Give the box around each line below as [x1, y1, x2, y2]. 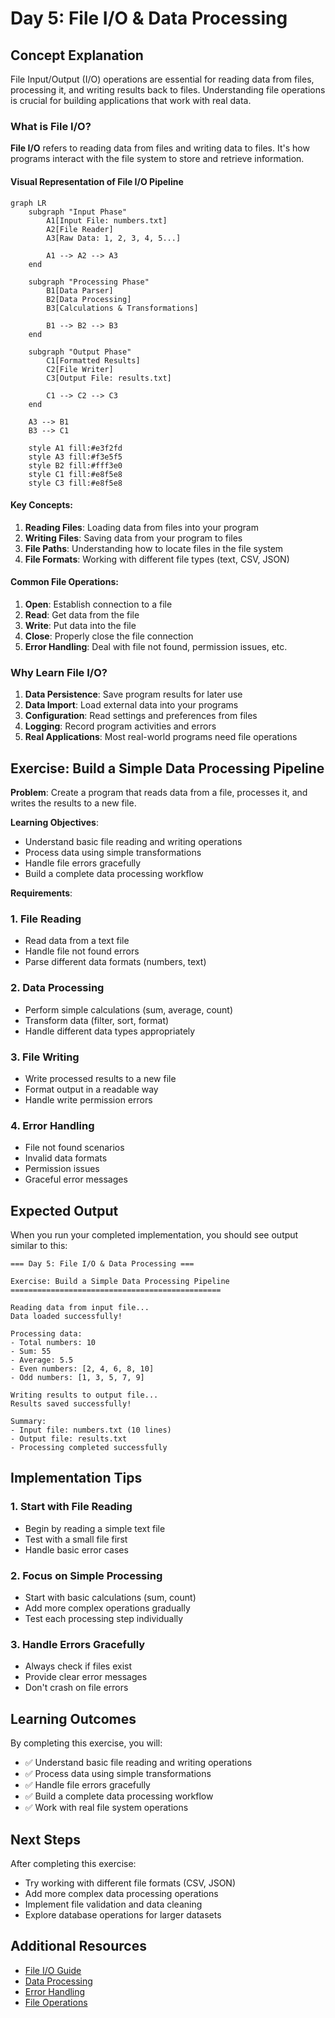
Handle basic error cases [24, 1543, 129, 1556]
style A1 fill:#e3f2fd [28, 443, 123, 453]
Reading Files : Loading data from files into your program [24, 521, 259, 533]
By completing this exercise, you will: [10, 1737, 163, 1749]
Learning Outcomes [10, 1710, 137, 1727]
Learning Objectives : [10, 817, 99, 829]
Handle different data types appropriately [24, 1025, 196, 1037]
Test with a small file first [24, 1533, 128, 1545]
